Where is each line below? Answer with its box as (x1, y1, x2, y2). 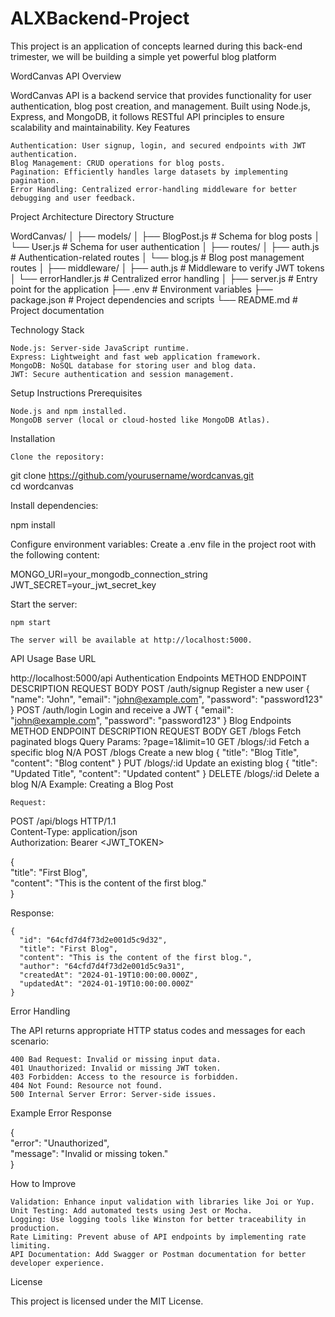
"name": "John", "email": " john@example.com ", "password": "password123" (10, 693, 323, 705)
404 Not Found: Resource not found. (10, 1080, 163, 1091)
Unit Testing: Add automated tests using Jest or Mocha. (10, 1205, 253, 1216)
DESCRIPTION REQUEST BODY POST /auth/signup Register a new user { (10, 682, 310, 694)
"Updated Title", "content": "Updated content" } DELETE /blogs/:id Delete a (10, 767, 320, 779)
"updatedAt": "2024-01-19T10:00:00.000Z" (19, 978, 195, 989)
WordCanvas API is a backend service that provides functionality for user (10, 89, 312, 101)
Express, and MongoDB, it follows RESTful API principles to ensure (10, 110, 285, 122)
